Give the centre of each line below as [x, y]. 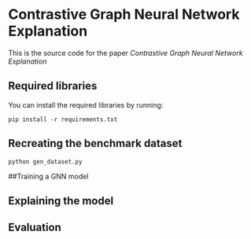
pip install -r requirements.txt [63, 119]
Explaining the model [61, 201]
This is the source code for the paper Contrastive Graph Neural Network [125, 53]
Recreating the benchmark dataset [95, 143]
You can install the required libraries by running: [86, 105]
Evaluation [35, 228]
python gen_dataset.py [45, 162]
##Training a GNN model [48, 176]
